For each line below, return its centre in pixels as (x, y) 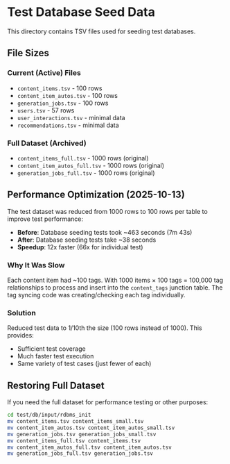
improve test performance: (45, 219)
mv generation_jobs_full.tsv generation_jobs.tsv (80, 454)
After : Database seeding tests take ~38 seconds (87, 240)
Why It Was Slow (36, 265)
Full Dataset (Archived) (47, 143)
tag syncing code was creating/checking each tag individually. (96, 295)
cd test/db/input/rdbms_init (49, 415)
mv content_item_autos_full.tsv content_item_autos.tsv (89, 447)
